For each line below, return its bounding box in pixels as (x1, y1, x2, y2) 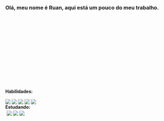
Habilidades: (5, 88, 33, 94)
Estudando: (5, 104, 31, 110)
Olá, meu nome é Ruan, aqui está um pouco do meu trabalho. (5, 4, 159, 11)
